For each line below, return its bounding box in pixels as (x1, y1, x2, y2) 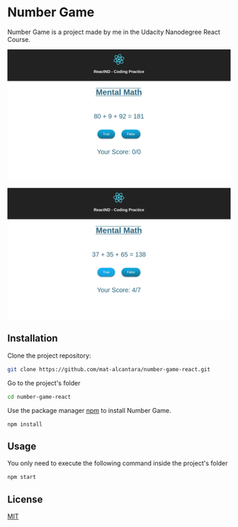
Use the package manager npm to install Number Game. (7, 406, 171, 414)
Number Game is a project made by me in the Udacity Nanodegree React (7, 28, 221, 36)
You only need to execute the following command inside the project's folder (7, 459, 228, 467)
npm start (7, 474, 37, 481)
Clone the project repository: (7, 351, 91, 360)
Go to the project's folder (7, 378, 81, 387)
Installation (7, 332, 58, 344)
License (7, 493, 43, 505)
